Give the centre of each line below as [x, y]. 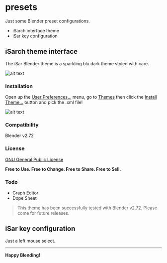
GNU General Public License [34, 159]
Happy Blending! [23, 255]
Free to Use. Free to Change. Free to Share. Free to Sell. [63, 169]
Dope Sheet [25, 198]
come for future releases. [43, 213]
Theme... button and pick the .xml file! [44, 102]
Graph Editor [25, 193]
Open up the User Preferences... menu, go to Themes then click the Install [81, 97]
